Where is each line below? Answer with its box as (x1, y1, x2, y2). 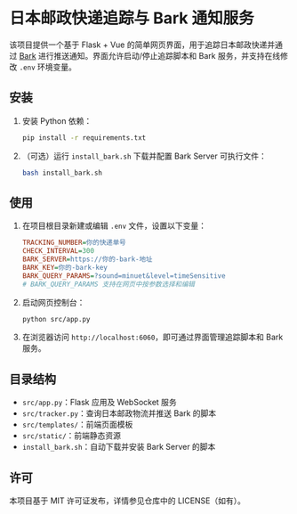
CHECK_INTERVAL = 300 (21, 247, 95, 256)
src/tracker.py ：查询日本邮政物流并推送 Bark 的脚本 (21, 408, 217, 419)
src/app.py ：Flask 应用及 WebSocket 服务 (21, 397, 178, 408)
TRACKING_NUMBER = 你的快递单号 (21, 238, 126, 248)
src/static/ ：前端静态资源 (21, 430, 122, 441)
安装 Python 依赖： (21, 115, 92, 126)
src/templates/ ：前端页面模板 (21, 420, 133, 430)
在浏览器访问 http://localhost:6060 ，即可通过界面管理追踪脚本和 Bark (21, 331, 284, 343)
